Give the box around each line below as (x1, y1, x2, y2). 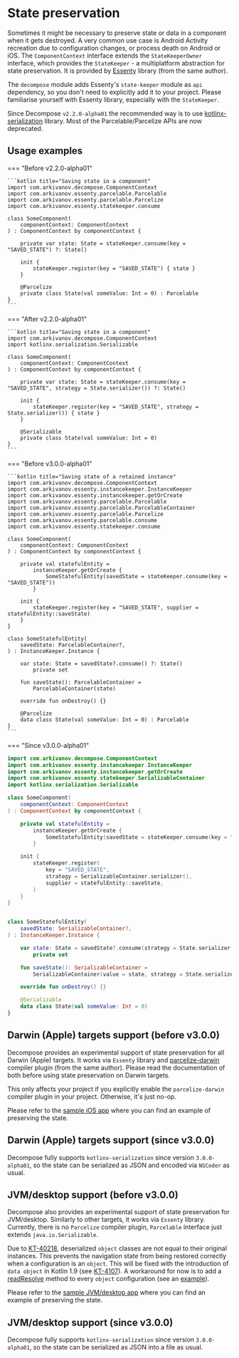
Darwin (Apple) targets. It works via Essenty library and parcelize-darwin (7, 1055, 220, 1064)
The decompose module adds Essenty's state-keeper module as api (7, 80, 203, 88)
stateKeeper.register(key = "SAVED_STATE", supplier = (33, 604, 199, 611)
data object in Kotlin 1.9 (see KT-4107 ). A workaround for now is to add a (7, 1267, 222, 1275)
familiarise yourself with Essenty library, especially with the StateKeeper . (7, 95, 219, 104)
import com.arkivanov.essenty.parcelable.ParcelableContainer (7, 504, 196, 511)
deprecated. (7, 124, 43, 132)
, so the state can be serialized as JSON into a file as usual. (29, 1343, 203, 1352)
